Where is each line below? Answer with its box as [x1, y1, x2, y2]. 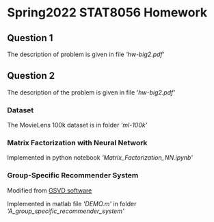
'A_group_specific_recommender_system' [7, 207, 124, 215]
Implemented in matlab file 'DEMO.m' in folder [7, 199, 137, 208]
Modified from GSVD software [7, 186, 92, 195]
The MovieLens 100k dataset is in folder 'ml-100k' [7, 121, 148, 129]
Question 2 [7, 70, 55, 82]
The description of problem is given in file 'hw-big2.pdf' [7, 50, 165, 58]
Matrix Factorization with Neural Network [7, 138, 148, 148]
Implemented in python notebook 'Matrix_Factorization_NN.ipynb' [7, 153, 193, 162]
